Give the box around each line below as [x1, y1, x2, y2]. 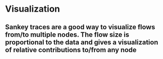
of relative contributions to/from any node [5, 45, 137, 54]
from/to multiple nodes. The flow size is [5, 30, 130, 39]
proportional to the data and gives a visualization [5, 38, 159, 46]
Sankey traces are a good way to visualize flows [5, 23, 155, 31]
